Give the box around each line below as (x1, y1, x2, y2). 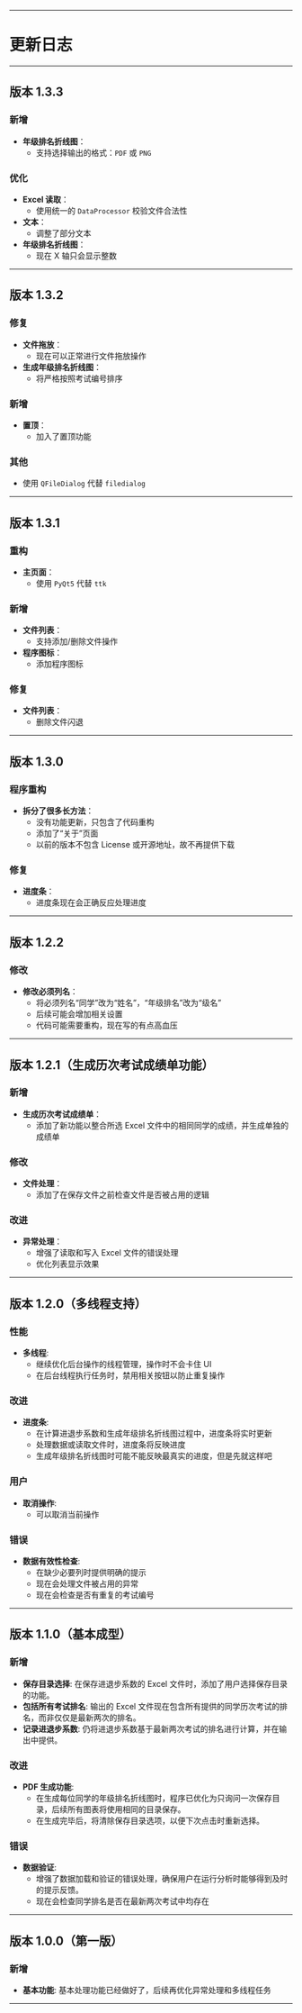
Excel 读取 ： (22, 194, 69, 204)
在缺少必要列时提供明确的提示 (35, 1567, 147, 1578)
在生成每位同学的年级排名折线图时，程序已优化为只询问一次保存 (35, 1793, 272, 1803)
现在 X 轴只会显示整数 (35, 249, 118, 261)
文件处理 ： (22, 1178, 63, 1189)
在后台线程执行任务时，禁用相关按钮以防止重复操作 (35, 1370, 226, 1381)
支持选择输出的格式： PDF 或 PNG (35, 147, 152, 158)
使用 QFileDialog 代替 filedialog (22, 478, 146, 489)
